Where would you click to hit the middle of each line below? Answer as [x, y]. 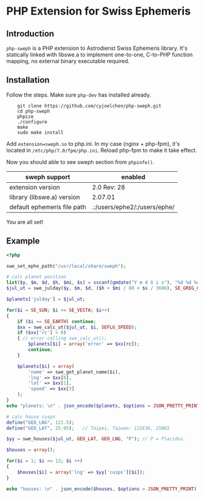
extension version [35, 187]
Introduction [30, 34]
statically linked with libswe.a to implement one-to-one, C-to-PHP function [100, 55]
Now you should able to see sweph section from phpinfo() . [80, 162]
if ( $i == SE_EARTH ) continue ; [57, 321]
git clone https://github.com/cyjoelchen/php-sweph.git [90, 106]
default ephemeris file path [48, 206]
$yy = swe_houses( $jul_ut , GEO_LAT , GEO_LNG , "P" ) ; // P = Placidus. [96, 439]
